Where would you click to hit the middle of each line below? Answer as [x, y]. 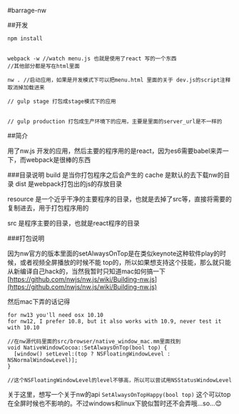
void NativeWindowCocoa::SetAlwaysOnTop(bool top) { [87, 348]
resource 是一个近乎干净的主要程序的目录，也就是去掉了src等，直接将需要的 [119, 199]
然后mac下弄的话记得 [39, 302]
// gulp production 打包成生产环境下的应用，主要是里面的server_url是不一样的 [115, 121]
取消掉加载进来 [26, 88]
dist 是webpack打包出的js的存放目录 [69, 184]
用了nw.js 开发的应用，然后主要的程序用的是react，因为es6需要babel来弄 [115, 151]
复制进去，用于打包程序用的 [48, 208]
